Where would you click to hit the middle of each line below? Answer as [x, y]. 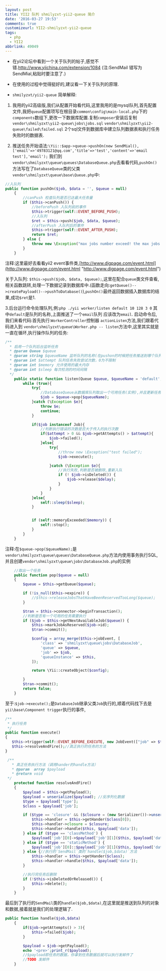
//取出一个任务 [27, 570]
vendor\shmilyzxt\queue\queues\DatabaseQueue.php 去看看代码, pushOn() [84, 162]
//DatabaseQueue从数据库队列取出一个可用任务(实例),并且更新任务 [101, 393]
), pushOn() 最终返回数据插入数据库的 [119, 291]
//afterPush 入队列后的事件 [58, 226]
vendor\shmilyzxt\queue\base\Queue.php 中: [56, 175]
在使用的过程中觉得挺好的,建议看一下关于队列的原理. [65, 84]
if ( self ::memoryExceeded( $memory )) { [71, 520]
